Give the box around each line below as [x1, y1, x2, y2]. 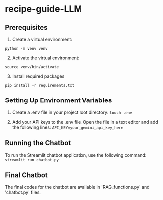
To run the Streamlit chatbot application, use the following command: [5, 152, 147, 158]
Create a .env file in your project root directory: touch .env [12, 109, 133, 115]
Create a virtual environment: [12, 36, 72, 42]
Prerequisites [5, 23, 48, 32]
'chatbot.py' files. [5, 189, 41, 195]
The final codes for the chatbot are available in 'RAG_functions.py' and [5, 184, 150, 190]
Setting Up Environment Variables [5, 96, 112, 105]
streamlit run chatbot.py [5, 157, 59, 162]
